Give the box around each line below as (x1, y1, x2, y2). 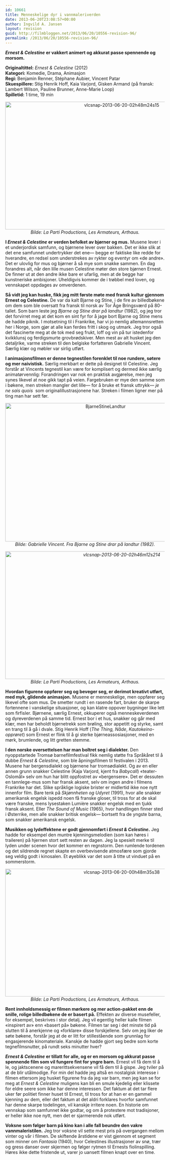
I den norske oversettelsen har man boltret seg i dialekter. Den (5, 747, 139, 753)
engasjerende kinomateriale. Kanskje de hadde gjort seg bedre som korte (5, 1038, 158, 1044)
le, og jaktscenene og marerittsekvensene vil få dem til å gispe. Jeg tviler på (5, 1064, 164, 1070)
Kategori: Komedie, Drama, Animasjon (5, 70, 86, 76)
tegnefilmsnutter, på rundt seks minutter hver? (5, 1043, 102, 1050)
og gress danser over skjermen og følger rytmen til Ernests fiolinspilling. (5, 1144, 156, 1150)
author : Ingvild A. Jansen (5, 21, 62, 27)
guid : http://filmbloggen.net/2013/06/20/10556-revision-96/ (5, 31, 137, 36)
